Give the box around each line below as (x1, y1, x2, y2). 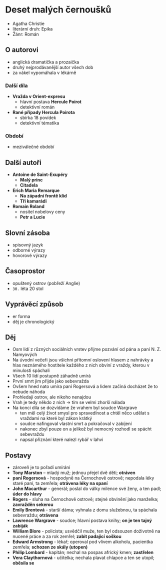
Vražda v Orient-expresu (12, 93, 65, 99)
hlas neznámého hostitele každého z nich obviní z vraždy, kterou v (12, 362, 150, 368)
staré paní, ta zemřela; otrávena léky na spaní (12, 480, 108, 486)
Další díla (5, 82, 28, 89)
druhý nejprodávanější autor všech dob (12, 64, 93, 70)
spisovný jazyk (12, 241, 43, 247)
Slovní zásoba (5, 228, 50, 237)
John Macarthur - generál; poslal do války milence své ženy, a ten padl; (12, 485, 161, 491)
